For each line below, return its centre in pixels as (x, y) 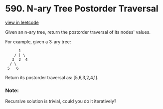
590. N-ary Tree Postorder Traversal (82, 9)
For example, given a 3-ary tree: (38, 42)
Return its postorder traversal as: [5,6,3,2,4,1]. (52, 77)
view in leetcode (22, 22)
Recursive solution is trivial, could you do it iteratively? (61, 101)
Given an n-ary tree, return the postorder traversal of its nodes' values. (78, 32)
